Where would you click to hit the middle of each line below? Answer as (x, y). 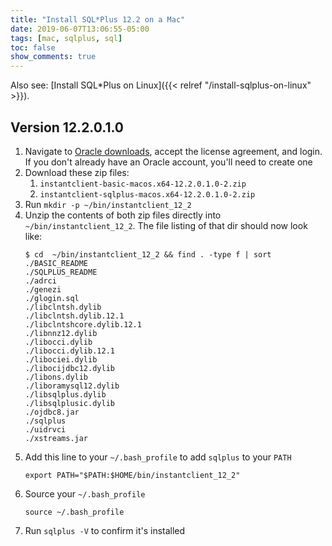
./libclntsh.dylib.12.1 (74, 316)
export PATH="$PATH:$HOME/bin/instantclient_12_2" (132, 475)
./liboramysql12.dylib (72, 386)
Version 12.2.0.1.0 (67, 127)
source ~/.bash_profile (74, 512)
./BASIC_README (56, 263)
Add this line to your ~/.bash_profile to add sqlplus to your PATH (158, 457)
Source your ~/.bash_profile (85, 493)
